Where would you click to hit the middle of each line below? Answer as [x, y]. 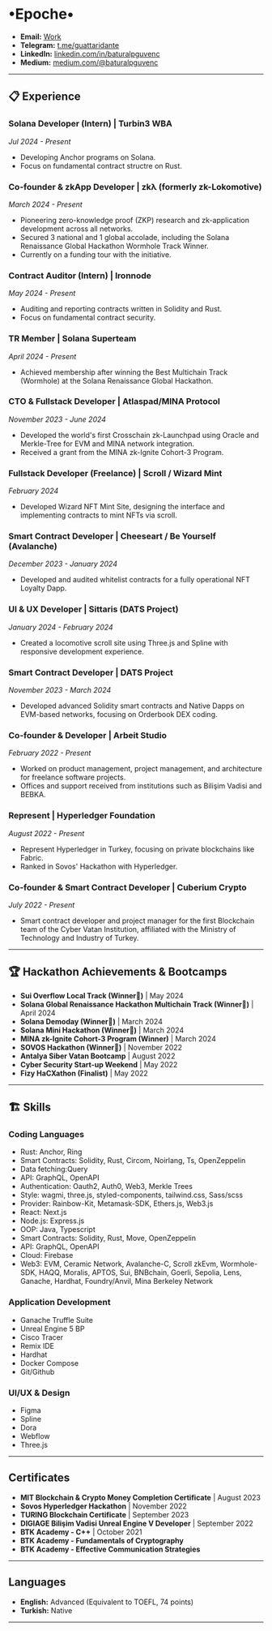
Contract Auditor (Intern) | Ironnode [80, 275]
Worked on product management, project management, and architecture [141, 769]
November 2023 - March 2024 [60, 690]
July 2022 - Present [42, 904]
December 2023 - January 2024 [63, 564]
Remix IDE [37, 1346]
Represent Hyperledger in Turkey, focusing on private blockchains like [137, 849]
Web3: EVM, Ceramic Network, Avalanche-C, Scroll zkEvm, [119, 1264]
